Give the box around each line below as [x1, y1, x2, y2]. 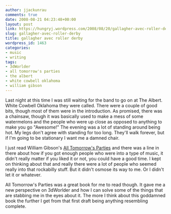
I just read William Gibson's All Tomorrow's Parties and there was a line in [5, 144, 159, 150]
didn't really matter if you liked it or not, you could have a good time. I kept [5, 156, 161, 162]
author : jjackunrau [5, 7, 47, 13]
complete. [5, 203, 26, 209]
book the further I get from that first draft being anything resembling [5, 198, 148, 204]
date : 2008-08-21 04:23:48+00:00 [5, 17, 76, 22]
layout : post [5, 21, 33, 27]
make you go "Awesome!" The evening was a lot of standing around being [5, 124, 160, 130]
